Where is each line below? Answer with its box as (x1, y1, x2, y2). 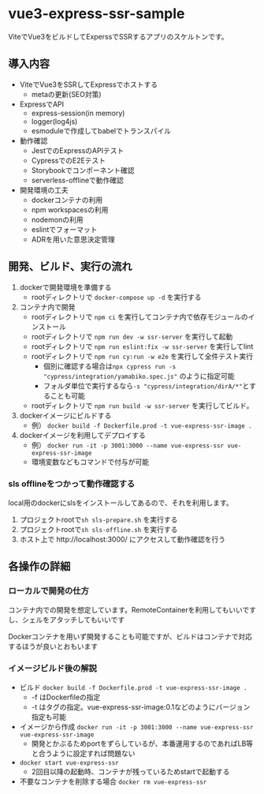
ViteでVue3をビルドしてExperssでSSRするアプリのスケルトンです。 (8, 32, 229, 41)
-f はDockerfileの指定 (31, 692, 101, 702)
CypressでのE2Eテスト (31, 155, 106, 165)
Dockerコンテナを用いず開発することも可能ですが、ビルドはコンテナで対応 (8, 631, 253, 641)
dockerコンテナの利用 (31, 195, 103, 204)
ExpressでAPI (19, 99, 65, 109)
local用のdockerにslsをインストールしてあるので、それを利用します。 (8, 498, 234, 507)
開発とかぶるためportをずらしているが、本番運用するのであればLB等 (31, 739, 254, 748)
